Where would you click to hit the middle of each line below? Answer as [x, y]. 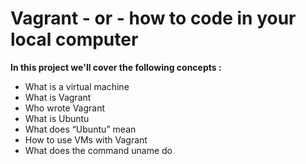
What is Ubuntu [57, 118]
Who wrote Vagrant [65, 108]
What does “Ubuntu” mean [80, 129]
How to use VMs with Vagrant [86, 139]
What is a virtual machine [77, 86]
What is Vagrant [58, 97]
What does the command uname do [98, 150]
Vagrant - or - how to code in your [153, 18]
